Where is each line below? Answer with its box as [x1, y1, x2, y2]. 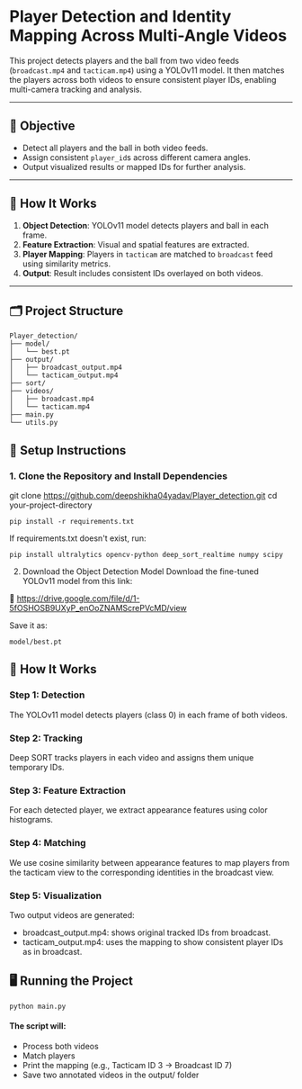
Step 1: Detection [9, 688, 85, 701]
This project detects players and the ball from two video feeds [9, 55, 240, 66]
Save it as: [9, 620, 48, 631]
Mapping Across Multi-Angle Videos [9, 25, 288, 46]
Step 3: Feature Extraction [9, 784, 126, 796]
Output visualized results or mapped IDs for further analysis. [22, 161, 246, 172]
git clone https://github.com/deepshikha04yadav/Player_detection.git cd [9, 490, 278, 501]
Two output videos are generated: [9, 909, 135, 920]
